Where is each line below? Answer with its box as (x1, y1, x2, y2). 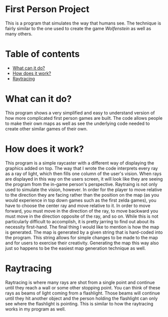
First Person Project (5, 4, 89, 15)
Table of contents (5, 49, 80, 60)
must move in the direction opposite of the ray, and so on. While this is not (5, 213, 159, 219)
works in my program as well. (5, 306, 66, 312)
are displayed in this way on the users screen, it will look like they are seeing (5, 176, 163, 182)
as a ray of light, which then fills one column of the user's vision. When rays (5, 171, 162, 177)
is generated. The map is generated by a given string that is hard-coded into (5, 229, 163, 235)
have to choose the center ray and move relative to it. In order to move (5, 202, 150, 209)
